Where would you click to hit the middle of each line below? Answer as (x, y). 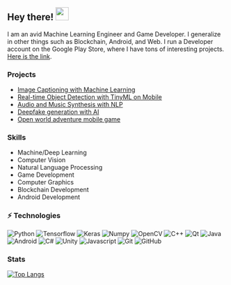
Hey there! (31, 17)
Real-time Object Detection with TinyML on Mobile (89, 97)
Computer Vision (41, 160)
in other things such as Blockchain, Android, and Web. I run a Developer (110, 41)
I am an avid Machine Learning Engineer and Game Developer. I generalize (114, 34)
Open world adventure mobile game (69, 119)
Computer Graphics (46, 182)
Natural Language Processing (60, 168)
